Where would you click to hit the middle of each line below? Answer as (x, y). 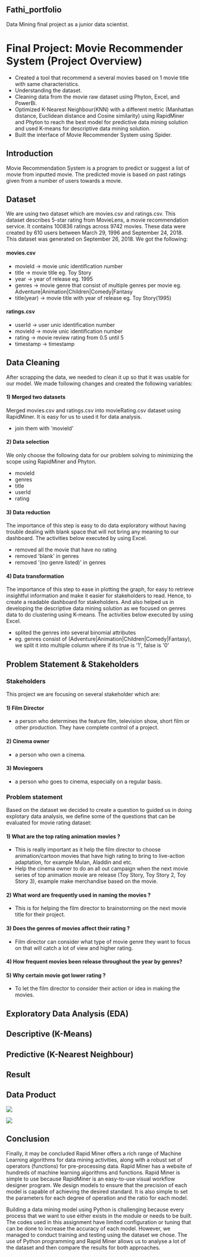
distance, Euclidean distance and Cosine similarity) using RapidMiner (99, 115)
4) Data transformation (35, 576)
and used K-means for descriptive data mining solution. (82, 128)
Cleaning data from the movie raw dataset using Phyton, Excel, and (97, 96)
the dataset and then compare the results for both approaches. (83, 1247)
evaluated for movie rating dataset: (49, 823)
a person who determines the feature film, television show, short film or (102, 721)
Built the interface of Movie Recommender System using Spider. (93, 134)
